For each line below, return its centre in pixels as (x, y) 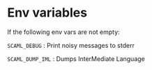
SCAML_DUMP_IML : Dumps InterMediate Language (76, 59)
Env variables (47, 13)
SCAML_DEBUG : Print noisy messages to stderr (71, 45)
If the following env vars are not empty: (63, 32)
